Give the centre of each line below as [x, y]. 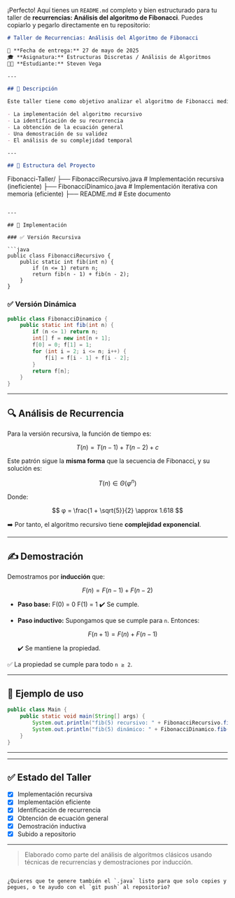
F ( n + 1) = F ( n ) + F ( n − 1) [123, 634]
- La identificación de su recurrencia [65, 121]
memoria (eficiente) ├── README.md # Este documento [89, 194]
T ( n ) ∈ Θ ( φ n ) [117, 482]
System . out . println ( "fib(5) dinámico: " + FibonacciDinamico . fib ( [131, 729]
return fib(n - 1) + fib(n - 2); [81, 274]
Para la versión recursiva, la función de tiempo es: [79, 434]
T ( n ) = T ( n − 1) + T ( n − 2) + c [117, 447]
